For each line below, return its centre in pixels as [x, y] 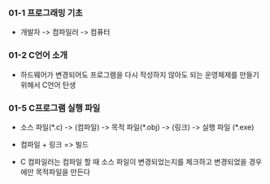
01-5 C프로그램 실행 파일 [54, 107]
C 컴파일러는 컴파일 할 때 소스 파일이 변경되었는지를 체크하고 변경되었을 [133, 161]
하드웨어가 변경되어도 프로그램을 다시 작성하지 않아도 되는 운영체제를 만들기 [140, 74]
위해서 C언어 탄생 [48, 85]
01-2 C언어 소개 [38, 55]
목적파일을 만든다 [63, 172]
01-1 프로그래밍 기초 [46, 12]
